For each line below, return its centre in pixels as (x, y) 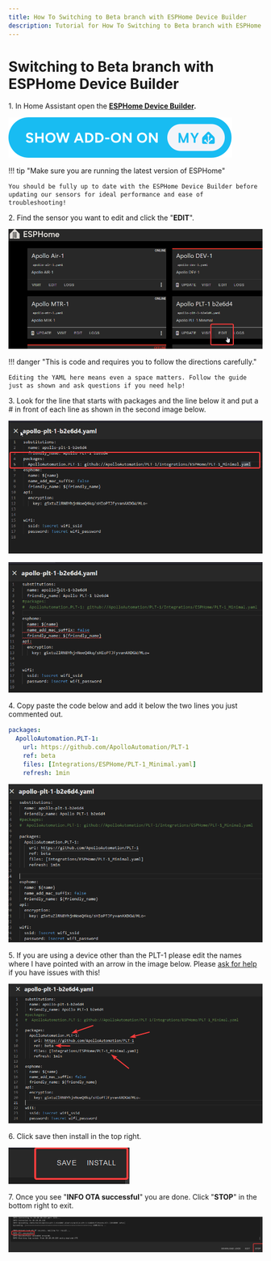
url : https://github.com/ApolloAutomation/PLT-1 (106, 747)
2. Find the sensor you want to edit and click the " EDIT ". (102, 218)
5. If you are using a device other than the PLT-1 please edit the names (125, 955)
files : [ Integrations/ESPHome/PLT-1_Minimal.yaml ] (110, 764)
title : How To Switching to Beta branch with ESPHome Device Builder (128, 17)
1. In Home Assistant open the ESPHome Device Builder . (102, 106)
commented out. (35, 714)
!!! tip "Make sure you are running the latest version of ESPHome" (117, 171)
